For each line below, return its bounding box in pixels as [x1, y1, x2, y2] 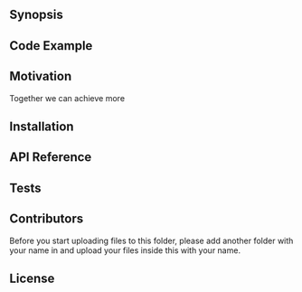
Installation [9, 118, 74, 134]
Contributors [9, 212, 84, 227]
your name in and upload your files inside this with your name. [9, 244, 241, 256]
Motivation [9, 69, 72, 84]
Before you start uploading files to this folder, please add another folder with [9, 235, 294, 246]
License [9, 270, 55, 286]
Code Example [9, 38, 93, 53]
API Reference [9, 149, 92, 165]
